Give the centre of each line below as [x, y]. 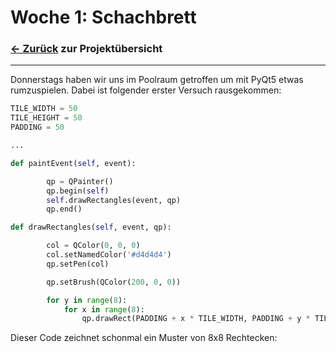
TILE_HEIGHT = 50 [46, 118]
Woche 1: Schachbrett [103, 17]
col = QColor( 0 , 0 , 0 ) [93, 246]
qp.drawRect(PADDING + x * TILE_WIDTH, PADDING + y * [196, 319]
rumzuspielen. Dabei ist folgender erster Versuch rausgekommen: [146, 90]
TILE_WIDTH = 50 [44, 109]
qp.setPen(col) [78, 264]
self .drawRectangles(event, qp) [114, 200]
